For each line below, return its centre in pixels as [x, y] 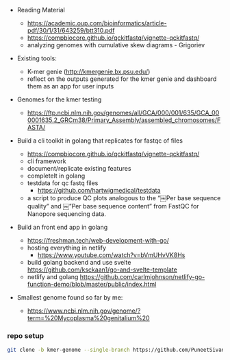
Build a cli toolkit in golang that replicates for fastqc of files [100, 141]
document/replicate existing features [79, 168]
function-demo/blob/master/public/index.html [92, 284]
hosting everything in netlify [67, 248]
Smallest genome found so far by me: [70, 297]
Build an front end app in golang [62, 227]
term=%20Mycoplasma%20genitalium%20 [88, 318]
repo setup [26, 335]
